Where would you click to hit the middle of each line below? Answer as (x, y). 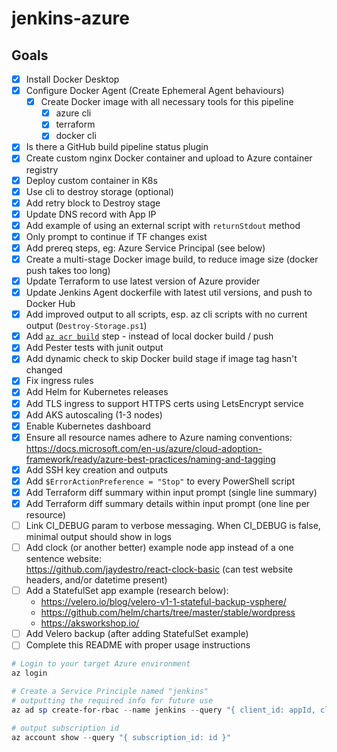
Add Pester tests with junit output (94, 348)
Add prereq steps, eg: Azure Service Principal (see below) (145, 248)
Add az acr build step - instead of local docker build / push (149, 336)
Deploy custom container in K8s (91, 180)
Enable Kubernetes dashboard (88, 426)
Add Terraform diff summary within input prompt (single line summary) (171, 492)
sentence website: (63, 559)
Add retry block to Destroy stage (93, 203)
